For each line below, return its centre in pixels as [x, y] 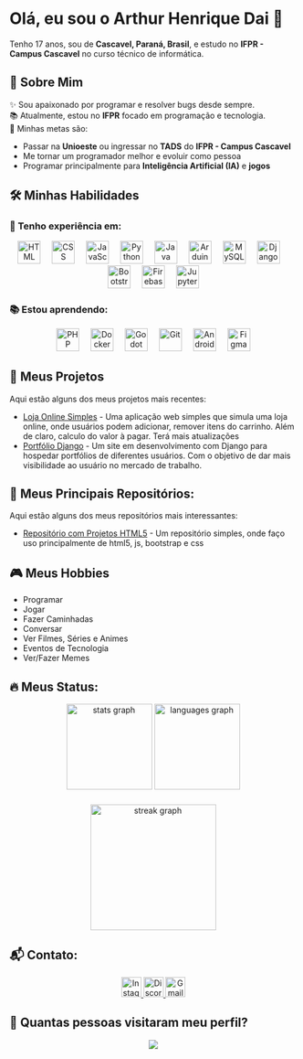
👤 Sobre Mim [47, 83]
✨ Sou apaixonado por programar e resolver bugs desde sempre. [132, 104]
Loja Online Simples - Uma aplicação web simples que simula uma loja [155, 416]
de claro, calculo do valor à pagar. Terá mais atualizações [131, 436]
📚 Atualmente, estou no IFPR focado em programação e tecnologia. [138, 115]
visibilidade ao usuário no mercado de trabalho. [112, 465]
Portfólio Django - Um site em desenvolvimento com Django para [145, 445]
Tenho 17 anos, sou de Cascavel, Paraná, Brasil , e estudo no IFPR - [137, 44]
